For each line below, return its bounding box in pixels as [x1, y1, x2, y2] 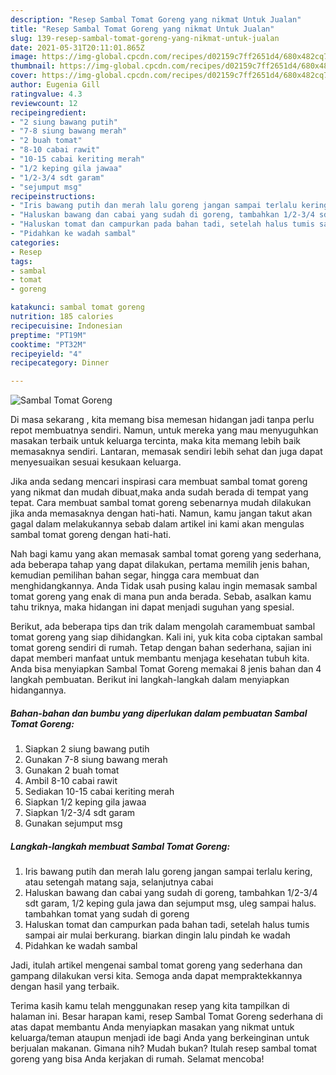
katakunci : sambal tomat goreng [10, 302, 145, 313]
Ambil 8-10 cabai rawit [24, 775, 118, 787]
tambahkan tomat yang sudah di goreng [24, 908, 190, 920]
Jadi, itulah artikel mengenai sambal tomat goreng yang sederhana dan [10, 959, 303, 971]
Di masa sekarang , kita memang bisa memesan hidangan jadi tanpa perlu [10, 414, 315, 426]
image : [10, 52, 38, 62]
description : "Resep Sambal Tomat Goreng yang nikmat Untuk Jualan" [10, 14, 302, 25]
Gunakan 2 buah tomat [24, 764, 120, 776]
